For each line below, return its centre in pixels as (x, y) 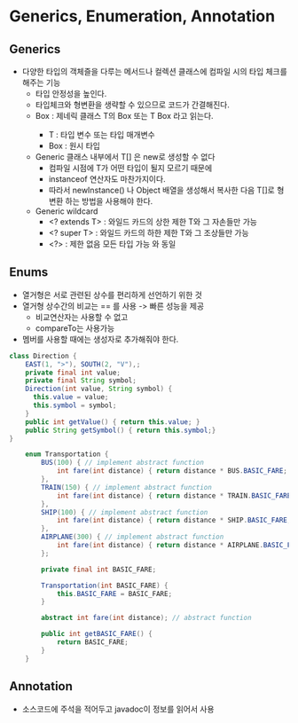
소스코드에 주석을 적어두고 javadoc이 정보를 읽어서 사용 (118, 709)
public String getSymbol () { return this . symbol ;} (121, 430)
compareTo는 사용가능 (75, 328)
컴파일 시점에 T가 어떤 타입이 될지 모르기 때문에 (130, 168)
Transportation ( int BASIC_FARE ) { (105, 585)
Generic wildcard (67, 211)
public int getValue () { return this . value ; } (113, 422)
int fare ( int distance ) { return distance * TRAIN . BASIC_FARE (174, 495)
